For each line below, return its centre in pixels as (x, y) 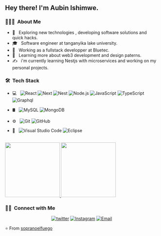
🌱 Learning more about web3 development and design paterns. (77, 55)
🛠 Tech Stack (22, 81)
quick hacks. (25, 37)
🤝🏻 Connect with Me (30, 208)
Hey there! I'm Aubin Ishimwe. (52, 8)
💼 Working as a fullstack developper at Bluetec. (61, 50)
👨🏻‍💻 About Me (23, 22)
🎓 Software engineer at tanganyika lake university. (65, 43)
